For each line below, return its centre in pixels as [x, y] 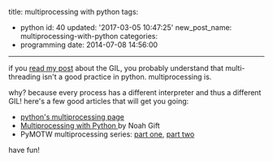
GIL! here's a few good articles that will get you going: [99, 101]
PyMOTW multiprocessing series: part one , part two [107, 134]
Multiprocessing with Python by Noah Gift [90, 126]
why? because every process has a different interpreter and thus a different [135, 92]
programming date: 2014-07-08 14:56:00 [89, 45]
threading [24, 77]
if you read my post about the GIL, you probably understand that [116, 68]
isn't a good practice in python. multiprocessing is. [127, 77]
